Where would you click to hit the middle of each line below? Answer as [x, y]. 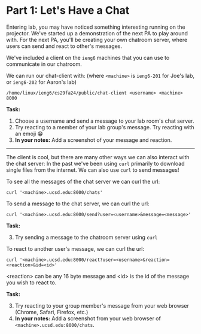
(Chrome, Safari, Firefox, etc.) [51, 312]
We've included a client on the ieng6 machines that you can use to [88, 57]
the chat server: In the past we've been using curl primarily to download [95, 163]
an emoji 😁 [29, 133]
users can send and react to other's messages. [64, 46]
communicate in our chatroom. [44, 64]
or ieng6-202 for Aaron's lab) [41, 82]
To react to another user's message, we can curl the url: [75, 248]
